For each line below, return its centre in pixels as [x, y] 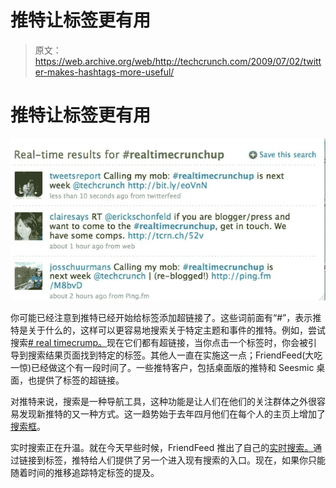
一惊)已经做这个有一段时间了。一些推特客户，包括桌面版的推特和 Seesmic [162, 367]
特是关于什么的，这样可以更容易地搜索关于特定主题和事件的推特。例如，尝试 [168, 330]
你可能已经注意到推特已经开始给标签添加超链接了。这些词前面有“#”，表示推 [166, 317]
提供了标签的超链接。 [80, 380]
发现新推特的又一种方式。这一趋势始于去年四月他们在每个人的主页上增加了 [172, 414]
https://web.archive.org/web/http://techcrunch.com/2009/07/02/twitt [178, 61]
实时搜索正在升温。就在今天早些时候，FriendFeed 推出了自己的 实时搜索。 [162, 447]
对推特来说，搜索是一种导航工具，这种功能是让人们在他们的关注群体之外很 [163, 401]
